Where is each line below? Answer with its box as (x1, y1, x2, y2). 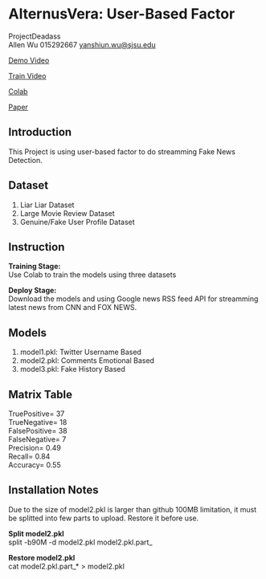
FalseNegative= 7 (8, 434, 67, 444)
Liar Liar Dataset (19, 200, 75, 210)
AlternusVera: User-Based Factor (8, 5, 235, 23)
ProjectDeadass (8, 31, 61, 41)
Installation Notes (8, 483, 99, 497)
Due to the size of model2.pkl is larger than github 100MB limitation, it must (8, 504, 257, 514)
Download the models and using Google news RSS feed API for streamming (8, 294, 259, 304)
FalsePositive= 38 (8, 426, 68, 435)
